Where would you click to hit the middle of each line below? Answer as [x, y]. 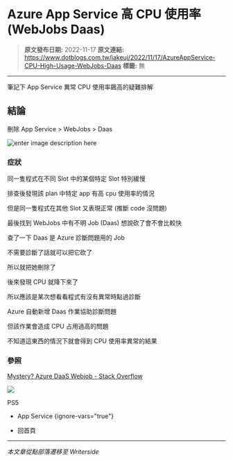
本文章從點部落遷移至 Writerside [53, 452]
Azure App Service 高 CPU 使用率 [104, 14]
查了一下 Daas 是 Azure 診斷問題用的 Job [66, 238]
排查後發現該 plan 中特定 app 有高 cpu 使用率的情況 [81, 193]
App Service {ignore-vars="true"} [66, 416]
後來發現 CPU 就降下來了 [43, 282]
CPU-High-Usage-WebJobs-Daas [72, 65]
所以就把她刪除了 [32, 267]
